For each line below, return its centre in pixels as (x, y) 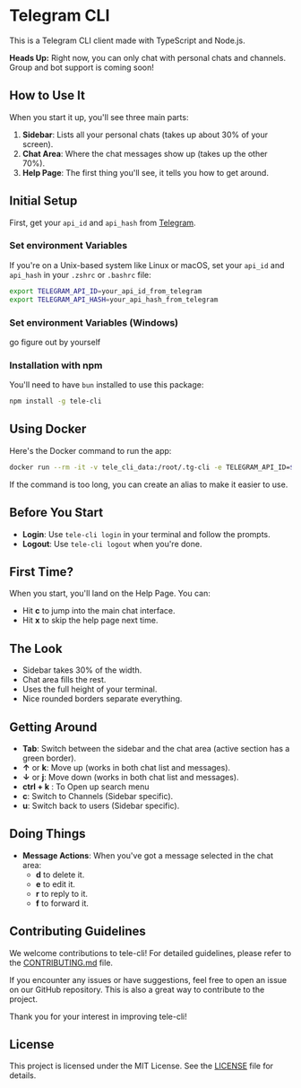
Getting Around (53, 727)
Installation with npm (56, 365)
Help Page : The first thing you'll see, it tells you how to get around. (145, 172)
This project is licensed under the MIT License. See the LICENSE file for (142, 1066)
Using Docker (48, 429)
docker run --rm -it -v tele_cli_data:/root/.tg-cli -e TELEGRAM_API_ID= (150, 467)
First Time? (42, 572)
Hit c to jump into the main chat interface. (99, 611)
